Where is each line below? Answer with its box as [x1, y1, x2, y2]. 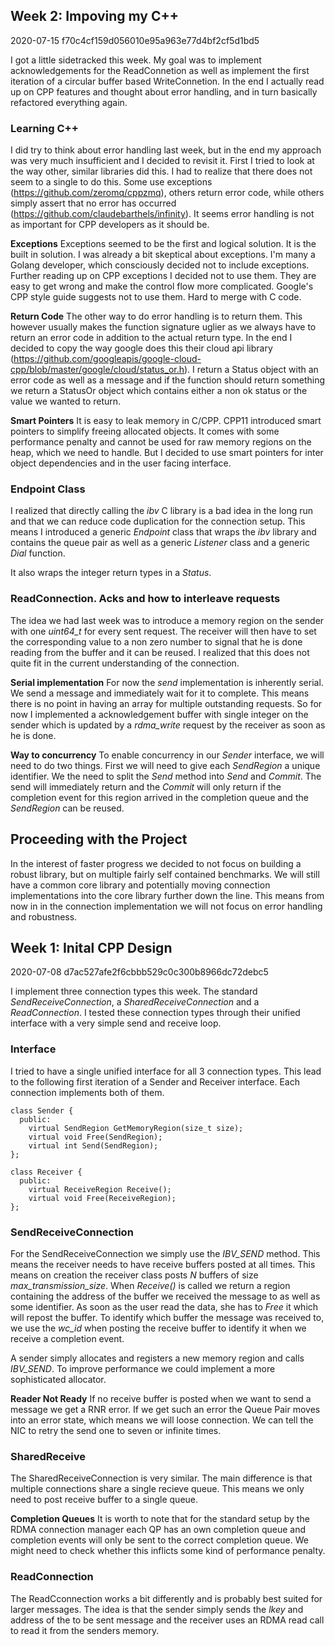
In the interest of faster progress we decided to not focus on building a [10, 857, 302, 869]
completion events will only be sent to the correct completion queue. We [10, 1534, 309, 1546]
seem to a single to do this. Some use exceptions [10, 176, 213, 188]
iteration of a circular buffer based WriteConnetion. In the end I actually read [10, 75, 325, 87]
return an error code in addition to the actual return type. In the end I [10, 332, 293, 344]
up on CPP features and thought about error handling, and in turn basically [10, 85, 318, 98]
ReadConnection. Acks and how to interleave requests [10, 592, 281, 606]
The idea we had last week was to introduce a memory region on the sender [10, 614, 325, 626]
